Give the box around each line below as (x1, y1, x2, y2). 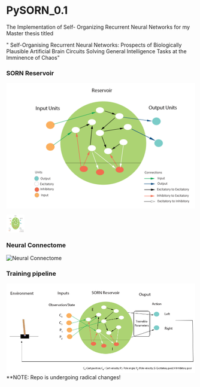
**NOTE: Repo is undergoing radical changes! (6, 373, 121, 380)
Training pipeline (6, 270, 56, 278)
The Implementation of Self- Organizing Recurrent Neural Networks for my (6, 23, 190, 31)
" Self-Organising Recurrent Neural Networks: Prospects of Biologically (6, 41, 182, 48)
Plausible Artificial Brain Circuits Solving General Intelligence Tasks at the (6, 47, 187, 54)
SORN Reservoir (6, 69, 54, 77)
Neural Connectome (6, 240, 66, 249)
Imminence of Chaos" (6, 54, 60, 61)
